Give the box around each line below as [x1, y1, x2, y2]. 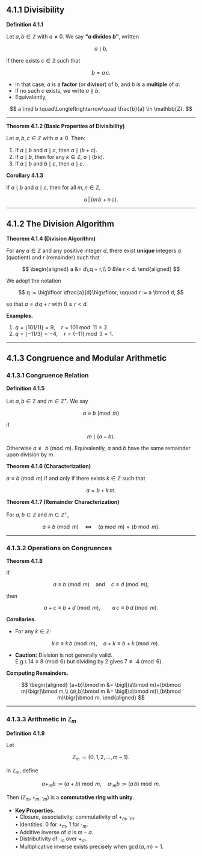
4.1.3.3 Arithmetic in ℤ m [6, 715, 76, 725]
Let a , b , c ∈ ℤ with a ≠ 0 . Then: [6, 134, 85, 141]
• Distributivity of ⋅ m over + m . [14, 835, 88, 844]
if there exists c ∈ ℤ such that [6, 57, 81, 64]
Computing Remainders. [6, 669, 69, 677]
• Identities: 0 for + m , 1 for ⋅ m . [14, 821, 88, 830]
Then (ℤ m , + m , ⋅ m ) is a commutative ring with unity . [6, 793, 134, 802]
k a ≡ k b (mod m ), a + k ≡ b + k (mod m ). [51, 639, 159, 647]
